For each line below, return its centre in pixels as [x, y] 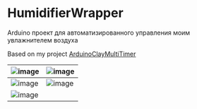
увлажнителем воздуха [43, 40]
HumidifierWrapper [65, 13]
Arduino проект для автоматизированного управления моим [99, 33]
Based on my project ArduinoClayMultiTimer [72, 54]
